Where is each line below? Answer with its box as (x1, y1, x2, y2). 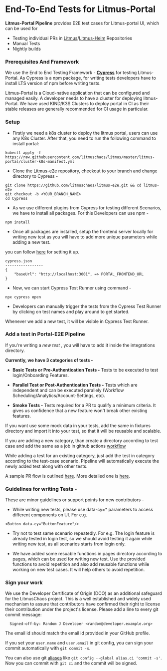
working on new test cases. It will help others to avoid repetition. (12, 567, 145, 573)
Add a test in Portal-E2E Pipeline (5, 330, 85, 338)
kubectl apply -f (5, 150, 41, 155)
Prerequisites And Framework (5, 58, 79, 65)
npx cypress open (5, 294, 41, 299)
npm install (5, 219, 30, 225)
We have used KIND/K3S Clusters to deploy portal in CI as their (19, 101, 150, 107)
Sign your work (5, 579, 43, 586)
